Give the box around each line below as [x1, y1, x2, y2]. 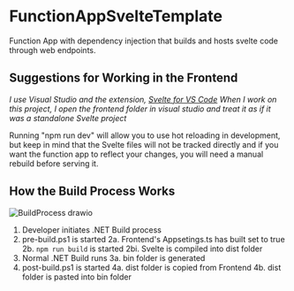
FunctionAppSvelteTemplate [9, 6, 223, 27]
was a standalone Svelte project [9, 112, 127, 123]
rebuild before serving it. [9, 157, 99, 169]
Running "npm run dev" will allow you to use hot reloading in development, [9, 130, 281, 141]
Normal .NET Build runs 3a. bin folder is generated [21, 252, 206, 263]
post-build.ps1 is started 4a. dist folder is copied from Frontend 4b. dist [21, 262, 282, 272]
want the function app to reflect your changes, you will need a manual [9, 149, 264, 159]
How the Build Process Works [9, 184, 176, 199]
